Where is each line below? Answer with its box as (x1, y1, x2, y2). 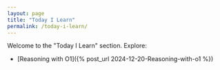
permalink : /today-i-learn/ (7, 23, 88, 30)
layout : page (7, 10, 45, 17)
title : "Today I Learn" (7, 16, 76, 23)
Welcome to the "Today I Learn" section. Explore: (7, 42, 147, 50)
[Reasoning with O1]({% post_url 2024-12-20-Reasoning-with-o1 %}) (17, 55, 214, 63)
